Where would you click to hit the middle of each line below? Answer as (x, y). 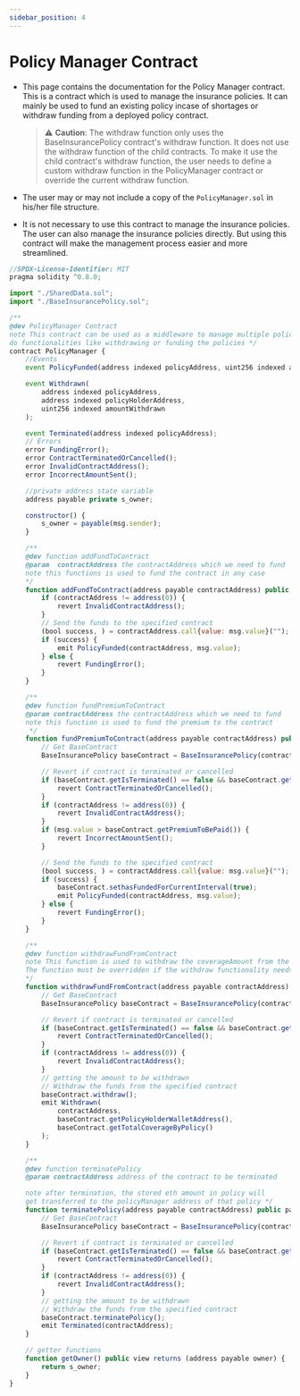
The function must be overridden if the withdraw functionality (147, 970)
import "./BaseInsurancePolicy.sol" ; (79, 302)
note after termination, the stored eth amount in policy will (146, 1193)
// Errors (44, 442)
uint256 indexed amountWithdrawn (104, 409)
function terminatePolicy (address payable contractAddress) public (153, 1210)
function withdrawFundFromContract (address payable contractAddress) (158, 987)
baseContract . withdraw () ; (90, 1095)
